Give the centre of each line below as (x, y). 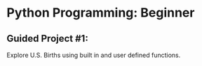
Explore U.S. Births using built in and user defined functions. (94, 55)
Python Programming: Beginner (101, 13)
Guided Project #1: (47, 39)
